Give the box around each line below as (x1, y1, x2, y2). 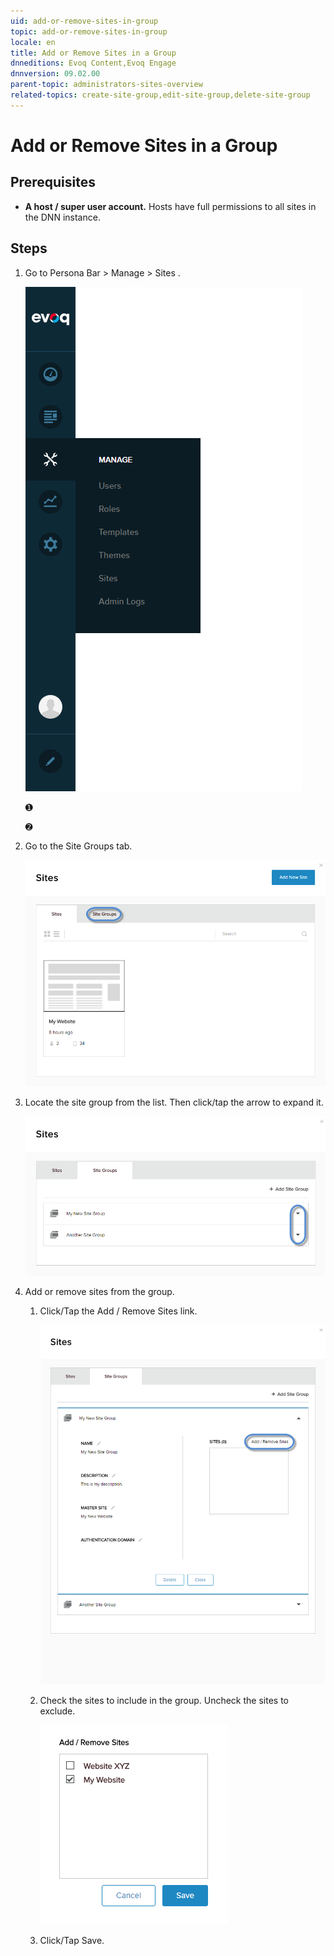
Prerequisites (10, 174, 96, 191)
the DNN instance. (24, 211, 101, 223)
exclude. (39, 1705, 76, 1717)
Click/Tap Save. (39, 1934, 105, 1946)
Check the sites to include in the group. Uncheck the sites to (39, 1694, 289, 1706)
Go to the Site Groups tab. (24, 840, 133, 852)
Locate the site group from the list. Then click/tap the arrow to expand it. (24, 1096, 324, 1108)
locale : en (10, 37, 56, 47)
